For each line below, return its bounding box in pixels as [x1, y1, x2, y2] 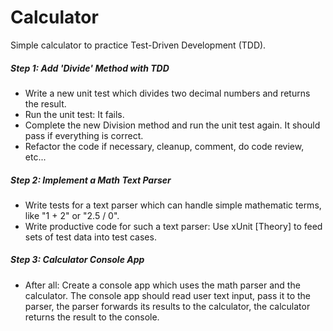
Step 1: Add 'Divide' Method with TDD [10, 62, 170, 74]
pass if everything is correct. [24, 129, 144, 141]
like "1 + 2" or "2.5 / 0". [24, 209, 120, 221]
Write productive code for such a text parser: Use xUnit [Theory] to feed [24, 220, 323, 232]
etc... [24, 151, 47, 163]
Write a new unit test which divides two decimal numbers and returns [24, 87, 311, 99]
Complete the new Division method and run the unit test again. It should [24, 119, 321, 131]
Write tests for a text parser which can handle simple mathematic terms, [24, 199, 322, 211]
